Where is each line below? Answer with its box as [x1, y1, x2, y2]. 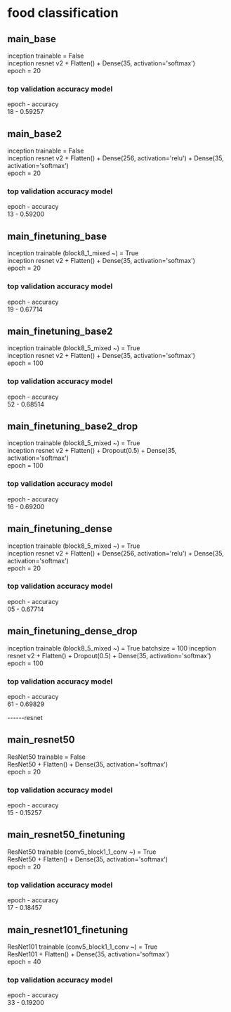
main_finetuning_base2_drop [7, 421, 138, 433]
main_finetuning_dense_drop [7, 625, 138, 637]
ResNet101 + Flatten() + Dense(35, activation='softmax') [7, 949, 170, 958]
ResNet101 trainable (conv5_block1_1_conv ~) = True [7, 942, 158, 951]
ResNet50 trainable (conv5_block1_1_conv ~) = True [7, 847, 157, 856]
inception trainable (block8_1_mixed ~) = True [7, 249, 139, 257]
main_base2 [7, 128, 62, 140]
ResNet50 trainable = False [7, 752, 86, 761]
